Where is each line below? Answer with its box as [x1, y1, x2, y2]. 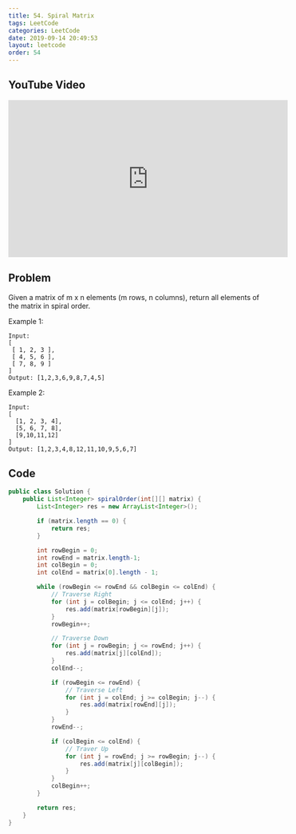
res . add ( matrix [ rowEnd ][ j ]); [79, 701, 177, 709]
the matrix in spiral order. [8, 301, 91, 310]
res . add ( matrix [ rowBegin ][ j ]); [65, 605, 170, 613]
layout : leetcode [8, 42, 66, 49]
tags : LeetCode [8, 19, 59, 27]
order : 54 [8, 49, 41, 57]
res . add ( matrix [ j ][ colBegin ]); [79, 760, 184, 768]
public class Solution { [8, 488, 91, 496]
